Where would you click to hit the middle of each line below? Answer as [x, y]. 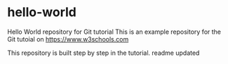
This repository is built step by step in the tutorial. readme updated [103, 53]
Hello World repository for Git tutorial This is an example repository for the [114, 32]
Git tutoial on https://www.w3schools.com [68, 39]
